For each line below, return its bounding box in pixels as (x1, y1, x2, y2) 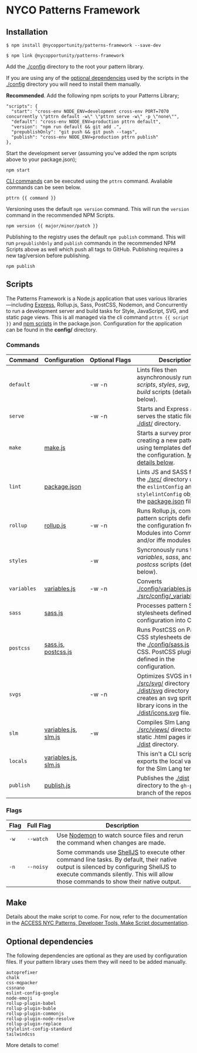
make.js (44, 444, 66, 452)
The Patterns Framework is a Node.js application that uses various (6, 295, 167, 302)
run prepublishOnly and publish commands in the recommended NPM (6, 240, 176, 247)
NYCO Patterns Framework (6, 4, 141, 17)
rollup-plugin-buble (6, 1005, 57, 1012)
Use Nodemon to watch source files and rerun (56, 832, 184, 840)
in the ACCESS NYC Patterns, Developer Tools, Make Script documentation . (6, 920, 189, 927)
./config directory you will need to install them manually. (6, 80, 141, 88)
